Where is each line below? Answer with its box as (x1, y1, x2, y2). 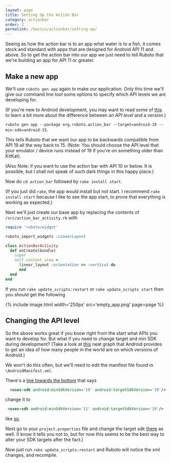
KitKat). (5, 153, 22, 159)
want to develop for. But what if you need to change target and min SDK (5, 335, 157, 342)
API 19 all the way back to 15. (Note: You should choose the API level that (5, 142, 159, 148)
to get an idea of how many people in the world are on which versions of (5, 346, 158, 352)
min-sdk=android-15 (5, 127, 47, 133)
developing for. (5, 96, 37, 103)
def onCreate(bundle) (10, 248, 56, 253)
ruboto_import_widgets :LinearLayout (5, 234, 86, 239)
